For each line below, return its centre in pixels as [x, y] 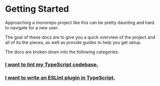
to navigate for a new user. [32, 27]
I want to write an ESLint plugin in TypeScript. [60, 78]
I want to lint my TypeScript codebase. [52, 64]
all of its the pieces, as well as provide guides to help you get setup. [73, 42]
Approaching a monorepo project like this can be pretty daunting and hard [80, 22]
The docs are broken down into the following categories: [62, 52]
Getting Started [37, 9]
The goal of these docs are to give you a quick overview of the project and [80, 37]
